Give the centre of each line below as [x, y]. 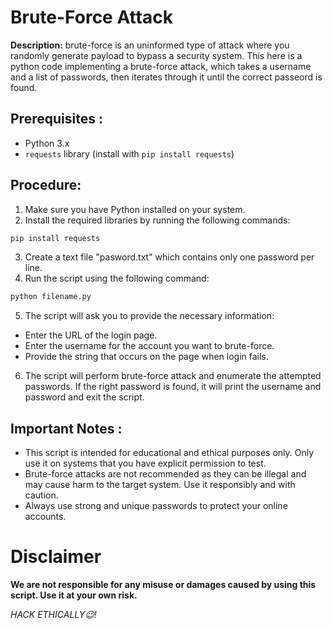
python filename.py [51, 297]
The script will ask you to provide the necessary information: [149, 316]
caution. [41, 495]
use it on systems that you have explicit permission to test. [145, 463]
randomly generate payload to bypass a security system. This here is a [156, 55]
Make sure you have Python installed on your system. [135, 209]
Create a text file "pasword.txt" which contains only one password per [169, 257]
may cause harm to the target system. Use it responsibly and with [160, 485]
